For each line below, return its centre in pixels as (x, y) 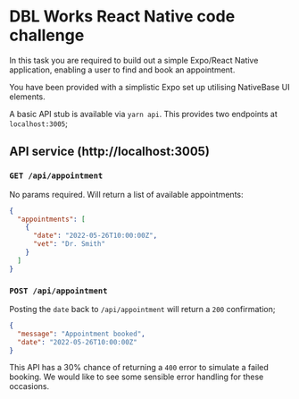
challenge (47, 35)
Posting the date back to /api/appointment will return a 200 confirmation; (142, 309)
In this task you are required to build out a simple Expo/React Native (134, 60)
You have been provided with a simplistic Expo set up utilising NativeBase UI (149, 87)
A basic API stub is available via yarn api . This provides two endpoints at (144, 114)
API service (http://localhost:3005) (109, 152)
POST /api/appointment (58, 291)
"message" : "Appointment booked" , (81, 334)
